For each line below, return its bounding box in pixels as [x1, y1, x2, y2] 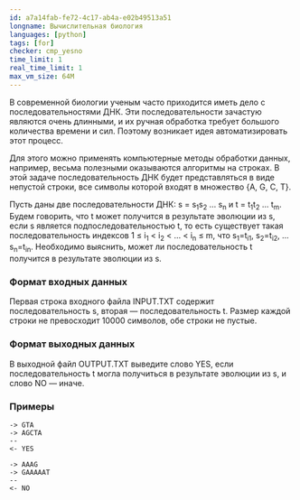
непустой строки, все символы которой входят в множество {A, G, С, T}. [9, 181, 292, 192]
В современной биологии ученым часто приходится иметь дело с [9, 97, 266, 107]
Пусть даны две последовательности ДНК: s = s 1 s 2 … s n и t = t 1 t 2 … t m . [9, 199, 282, 212]
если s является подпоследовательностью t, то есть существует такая [9, 220, 284, 231]
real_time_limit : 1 [9, 64, 83, 73]
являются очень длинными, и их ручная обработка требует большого [9, 116, 280, 126]
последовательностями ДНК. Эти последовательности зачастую [9, 106, 262, 117]
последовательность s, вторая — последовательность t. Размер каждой [9, 306, 291, 317]
